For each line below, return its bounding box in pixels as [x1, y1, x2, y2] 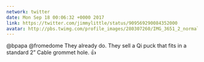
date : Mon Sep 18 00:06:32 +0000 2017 [6, 14, 104, 20]
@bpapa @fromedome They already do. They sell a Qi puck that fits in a [6, 42, 187, 49]
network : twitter [6, 8, 50, 15]
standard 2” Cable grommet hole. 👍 [6, 49, 97, 56]
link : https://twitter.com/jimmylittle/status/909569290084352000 [6, 20, 178, 26]
